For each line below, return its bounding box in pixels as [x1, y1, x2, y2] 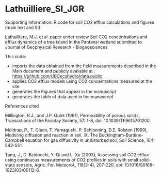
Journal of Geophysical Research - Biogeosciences [5, 44, 108, 50]
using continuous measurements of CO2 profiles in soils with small [5, 157, 138, 162]
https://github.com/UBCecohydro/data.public [12, 73, 103, 79]
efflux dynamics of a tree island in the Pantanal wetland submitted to [5, 39, 142, 44]
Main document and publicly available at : [12, 68, 96, 74]
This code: [5, 53, 27, 59]
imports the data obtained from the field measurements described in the [12, 63, 157, 69]
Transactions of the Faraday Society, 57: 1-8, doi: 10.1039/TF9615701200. [5, 118, 151, 123]
